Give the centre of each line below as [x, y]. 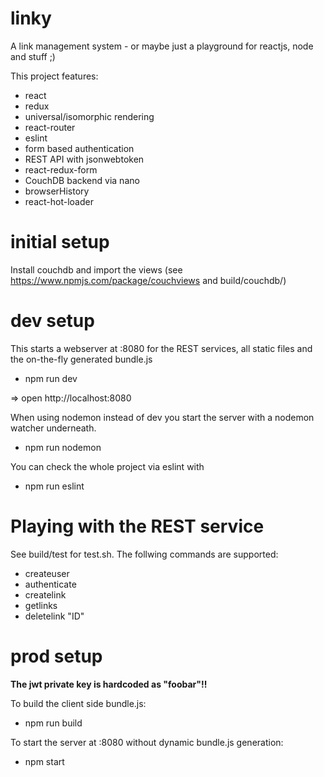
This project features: [54, 76]
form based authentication [79, 148]
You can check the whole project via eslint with [107, 466]
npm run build [53, 723]
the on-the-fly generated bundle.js [81, 359]
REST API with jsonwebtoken [84, 159]
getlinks [41, 605]
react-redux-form [61, 169]
